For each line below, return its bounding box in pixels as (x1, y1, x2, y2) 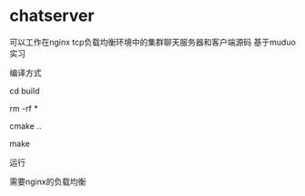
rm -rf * (9, 103, 38, 113)
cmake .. (9, 120, 42, 132)
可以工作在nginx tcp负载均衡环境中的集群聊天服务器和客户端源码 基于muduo (9, 36, 296, 47)
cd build (9, 85, 40, 96)
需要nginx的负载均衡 (9, 176, 86, 187)
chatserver (9, 5, 95, 26)
